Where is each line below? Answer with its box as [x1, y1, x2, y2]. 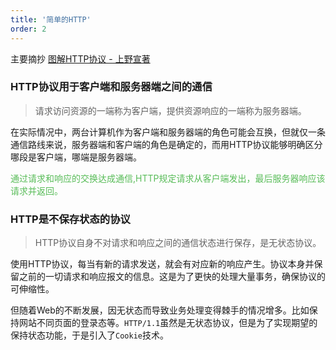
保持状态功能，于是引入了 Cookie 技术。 [10, 329, 169, 341]
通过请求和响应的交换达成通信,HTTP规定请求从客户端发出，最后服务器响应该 [10, 172, 326, 184]
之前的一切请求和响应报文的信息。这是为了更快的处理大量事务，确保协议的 [18, 271, 326, 283]
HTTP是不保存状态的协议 [10, 212, 131, 226]
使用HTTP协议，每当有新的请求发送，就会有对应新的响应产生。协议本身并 [10, 258, 315, 270]
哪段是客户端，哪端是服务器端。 [10, 151, 142, 163]
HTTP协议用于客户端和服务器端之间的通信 [10, 80, 213, 94]
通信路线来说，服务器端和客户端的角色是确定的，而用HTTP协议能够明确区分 [10, 138, 323, 150]
